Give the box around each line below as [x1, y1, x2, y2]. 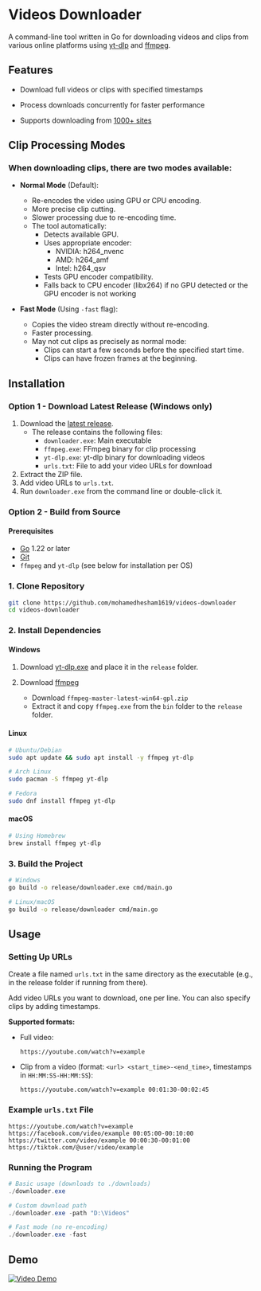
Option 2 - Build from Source [8, 507, 121, 518]
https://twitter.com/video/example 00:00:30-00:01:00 [8, 1136, 191, 1144]
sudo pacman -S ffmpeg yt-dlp [8, 775, 109, 784]
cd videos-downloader [8, 606, 80, 614]
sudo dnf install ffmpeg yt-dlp [8, 797, 115, 805]
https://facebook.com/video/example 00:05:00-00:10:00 [8, 1129, 194, 1137]
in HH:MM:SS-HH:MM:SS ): [19, 1070, 94, 1080]
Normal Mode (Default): [19, 181, 99, 190]
